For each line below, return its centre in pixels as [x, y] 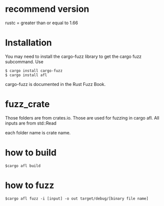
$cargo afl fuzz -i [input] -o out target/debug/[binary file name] [77, 199]
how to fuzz [30, 185]
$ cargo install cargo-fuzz [34, 71]
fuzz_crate [28, 104]
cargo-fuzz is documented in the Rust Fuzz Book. [55, 84]
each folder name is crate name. [38, 132]
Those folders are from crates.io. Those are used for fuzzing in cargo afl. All [82, 118]
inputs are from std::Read [31, 123]
